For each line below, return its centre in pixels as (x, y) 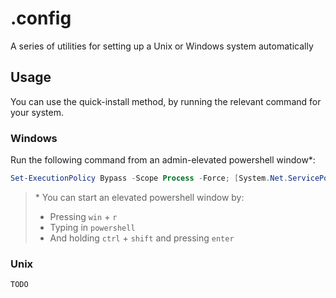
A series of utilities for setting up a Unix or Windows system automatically (162, 46)
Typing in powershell (92, 227)
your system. (37, 112)
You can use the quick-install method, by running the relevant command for (166, 101)
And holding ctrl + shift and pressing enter (142, 238)
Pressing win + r (83, 216)
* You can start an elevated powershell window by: (139, 197)
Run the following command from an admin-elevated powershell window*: (163, 160)
